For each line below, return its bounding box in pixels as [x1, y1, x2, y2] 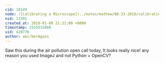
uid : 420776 [5, 30, 29, 34]
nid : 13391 [5, 16, 27, 21]
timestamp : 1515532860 [5, 25, 51, 30]
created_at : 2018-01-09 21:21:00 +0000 [5, 20, 86, 26]
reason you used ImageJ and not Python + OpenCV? [5, 52, 111, 58]
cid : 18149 [5, 7, 27, 12]
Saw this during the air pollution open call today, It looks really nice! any [5, 47, 149, 53]
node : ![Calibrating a [5, 12, 51, 16]
